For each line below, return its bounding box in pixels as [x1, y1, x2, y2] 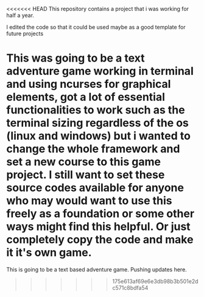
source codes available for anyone [6, 181, 185, 195]
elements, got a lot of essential [6, 90, 166, 104]
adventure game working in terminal [6, 64, 194, 78]
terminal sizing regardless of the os [6, 116, 189, 130]
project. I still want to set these [6, 168, 165, 182]
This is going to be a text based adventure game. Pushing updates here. [6, 265, 187, 273]
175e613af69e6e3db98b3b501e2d [112, 277, 199, 285]
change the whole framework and [6, 142, 180, 156]
